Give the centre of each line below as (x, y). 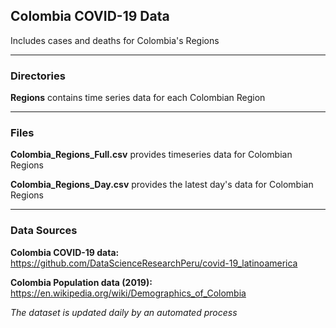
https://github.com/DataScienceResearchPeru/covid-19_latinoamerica (154, 263)
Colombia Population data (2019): (81, 282)
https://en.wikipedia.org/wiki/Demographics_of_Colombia (128, 293)
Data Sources (44, 231)
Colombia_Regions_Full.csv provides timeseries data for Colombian (151, 155)
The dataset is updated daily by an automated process (124, 312)
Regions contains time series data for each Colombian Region (138, 98)
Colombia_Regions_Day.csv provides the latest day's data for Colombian (162, 185)
